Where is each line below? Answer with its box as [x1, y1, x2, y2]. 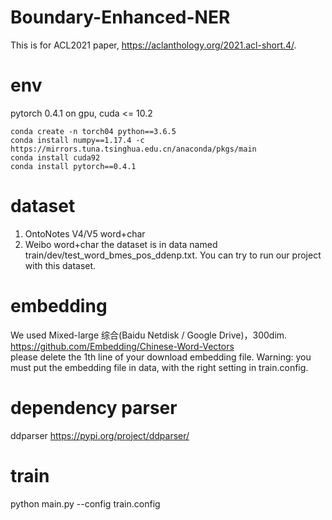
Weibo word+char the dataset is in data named [24, 238, 218, 250]
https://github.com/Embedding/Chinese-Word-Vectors [10, 340, 235, 352]
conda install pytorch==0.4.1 [10, 161, 137, 171]
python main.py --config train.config [10, 497, 161, 510]
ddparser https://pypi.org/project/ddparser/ [10, 429, 190, 441]
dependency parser [10, 396, 178, 419]
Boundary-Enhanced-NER [10, 6, 231, 29]
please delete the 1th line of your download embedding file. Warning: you [10, 351, 312, 363]
